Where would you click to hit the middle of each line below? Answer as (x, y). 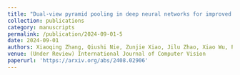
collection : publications (46, 21)
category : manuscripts (41, 27)
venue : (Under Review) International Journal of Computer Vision (106, 54)
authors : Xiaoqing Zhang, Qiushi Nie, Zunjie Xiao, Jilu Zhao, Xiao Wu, (118, 47)
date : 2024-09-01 (33, 41)
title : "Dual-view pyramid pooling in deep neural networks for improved (120, 14)
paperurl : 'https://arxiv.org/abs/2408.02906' (78, 61)
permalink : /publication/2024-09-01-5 (65, 34)
